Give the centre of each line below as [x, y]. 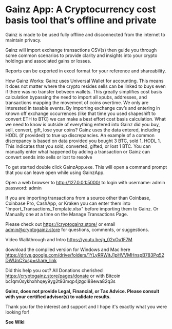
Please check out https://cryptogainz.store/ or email [60, 224]
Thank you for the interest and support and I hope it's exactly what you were [86, 306]
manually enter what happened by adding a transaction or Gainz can [78, 151]
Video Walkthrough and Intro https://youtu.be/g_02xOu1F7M [69, 239]
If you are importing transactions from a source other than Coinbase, [78, 198]
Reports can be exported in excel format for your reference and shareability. [86, 71]
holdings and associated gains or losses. [48, 61]
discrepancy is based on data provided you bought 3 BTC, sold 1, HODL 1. [83, 141]
